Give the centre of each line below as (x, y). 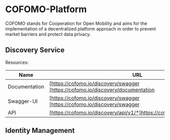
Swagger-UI (23, 101)
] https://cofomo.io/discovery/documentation (102, 90)
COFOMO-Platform (46, 9)
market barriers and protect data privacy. (48, 34)
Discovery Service (35, 50)
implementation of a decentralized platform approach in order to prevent (81, 28)
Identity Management (40, 131)
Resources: (17, 62)
